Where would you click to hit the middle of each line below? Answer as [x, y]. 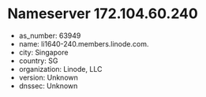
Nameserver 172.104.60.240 [103, 14]
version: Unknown [48, 77]
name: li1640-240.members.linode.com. [84, 43]
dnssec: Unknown [48, 86]
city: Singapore [43, 52]
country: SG [38, 61]
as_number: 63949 [50, 35]
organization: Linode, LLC [60, 69]
